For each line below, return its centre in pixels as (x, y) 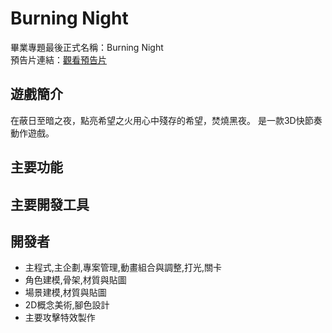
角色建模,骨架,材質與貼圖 (75, 280)
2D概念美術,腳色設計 (67, 305)
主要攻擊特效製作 (60, 318)
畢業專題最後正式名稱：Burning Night (87, 47)
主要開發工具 (50, 204)
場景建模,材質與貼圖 (65, 293)
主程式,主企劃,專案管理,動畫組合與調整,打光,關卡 (123, 268)
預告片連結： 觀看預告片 (58, 59)
